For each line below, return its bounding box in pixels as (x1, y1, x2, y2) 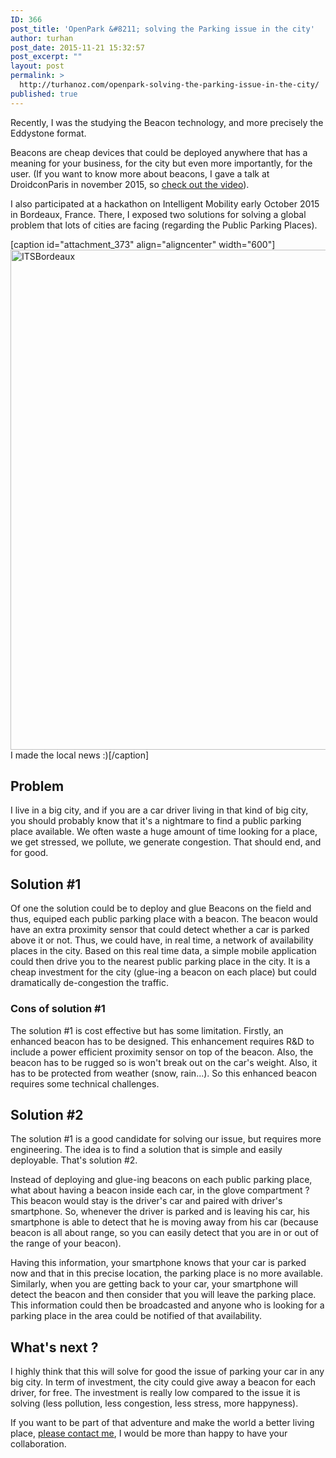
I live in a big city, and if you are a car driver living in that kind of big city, (10, 804, 309, 816)
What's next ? (10, 1339, 99, 1356)
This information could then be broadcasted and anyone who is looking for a (10, 1299, 325, 1311)
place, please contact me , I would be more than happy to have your (10, 1427, 288, 1440)
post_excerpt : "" (10, 52, 83, 62)
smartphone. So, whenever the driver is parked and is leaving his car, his (10, 1206, 310, 1218)
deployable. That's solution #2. (10, 1154, 138, 1166)
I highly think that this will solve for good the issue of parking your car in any (10, 1366, 325, 1378)
